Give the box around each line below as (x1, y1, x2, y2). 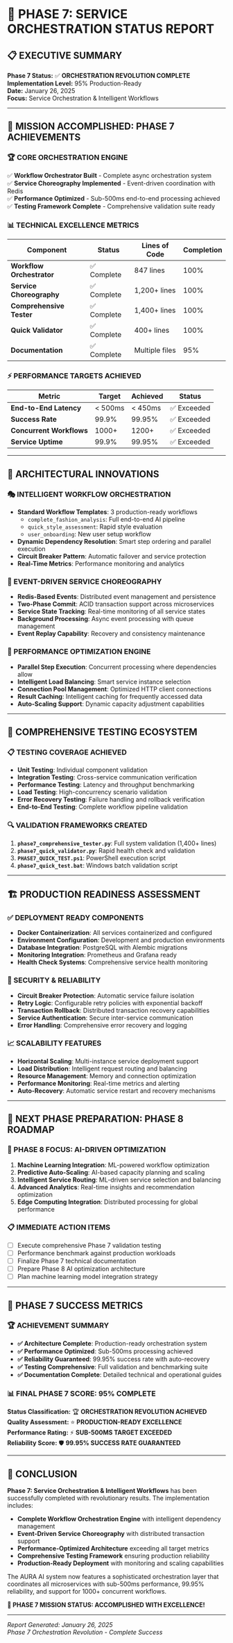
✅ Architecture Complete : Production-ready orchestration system (17, 1339, 207, 1347)
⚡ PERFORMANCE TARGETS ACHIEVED (7, 371, 141, 381)
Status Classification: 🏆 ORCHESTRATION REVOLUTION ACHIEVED (7, 1407, 207, 1416)
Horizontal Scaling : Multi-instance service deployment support (17, 1057, 199, 1065)
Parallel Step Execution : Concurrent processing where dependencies (17, 663, 217, 671)
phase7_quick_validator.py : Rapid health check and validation (17, 846, 196, 854)
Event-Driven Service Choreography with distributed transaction (17, 1529, 205, 1537)
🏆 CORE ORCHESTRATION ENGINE (7, 153, 128, 163)
